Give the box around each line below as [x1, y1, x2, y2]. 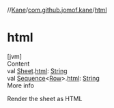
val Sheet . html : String [7, 66, 68, 75]
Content [7, 59, 30, 68]
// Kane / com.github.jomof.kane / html [7, 6, 107, 14]
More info [7, 81, 35, 90]
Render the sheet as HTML [7, 94, 83, 103]
